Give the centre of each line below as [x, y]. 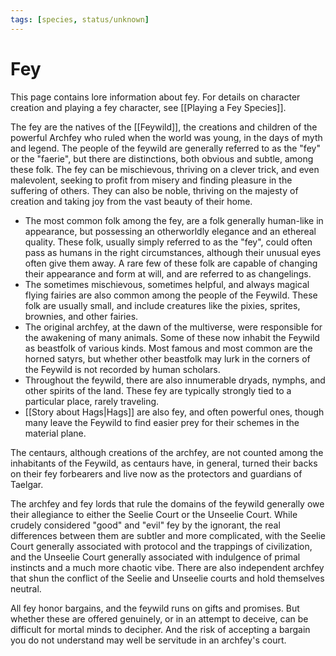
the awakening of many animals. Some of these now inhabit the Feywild [172, 337]
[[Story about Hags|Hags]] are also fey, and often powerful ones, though [174, 412]
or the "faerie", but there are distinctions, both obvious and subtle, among [162, 158]
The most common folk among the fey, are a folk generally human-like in [174, 220]
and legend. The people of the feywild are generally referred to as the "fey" [165, 148]
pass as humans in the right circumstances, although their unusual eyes [173, 252]
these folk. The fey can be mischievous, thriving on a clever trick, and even [165, 169]
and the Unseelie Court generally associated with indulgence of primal [155, 557]
